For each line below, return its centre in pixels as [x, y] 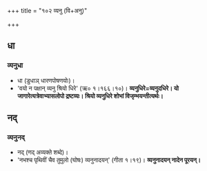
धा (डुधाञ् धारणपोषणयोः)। [46, 80]
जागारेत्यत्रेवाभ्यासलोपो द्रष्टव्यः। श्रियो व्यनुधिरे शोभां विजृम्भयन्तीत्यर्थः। [90, 95]
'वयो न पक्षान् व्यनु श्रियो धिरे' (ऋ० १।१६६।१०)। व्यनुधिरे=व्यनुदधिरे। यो [98, 88]
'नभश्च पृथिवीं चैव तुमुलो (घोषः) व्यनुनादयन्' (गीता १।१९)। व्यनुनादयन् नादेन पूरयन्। [109, 160]
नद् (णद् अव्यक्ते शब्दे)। [43, 152]
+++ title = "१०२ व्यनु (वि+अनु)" [47, 11]
